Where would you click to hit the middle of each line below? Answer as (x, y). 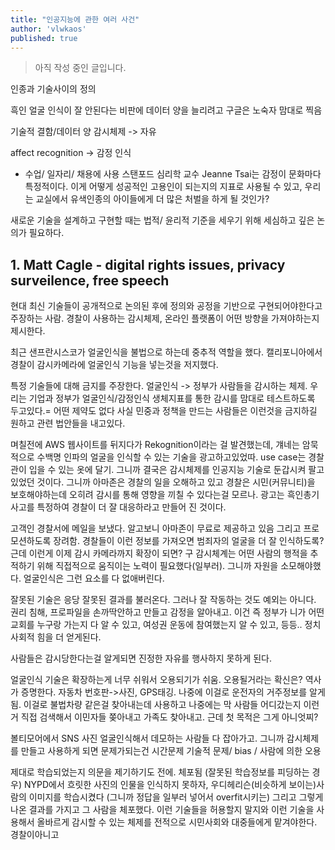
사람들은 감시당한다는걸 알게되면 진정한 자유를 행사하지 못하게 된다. (141, 658)
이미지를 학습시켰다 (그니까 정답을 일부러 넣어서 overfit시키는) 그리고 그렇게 (176, 797)
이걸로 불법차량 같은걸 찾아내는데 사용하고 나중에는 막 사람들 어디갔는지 (162, 705)
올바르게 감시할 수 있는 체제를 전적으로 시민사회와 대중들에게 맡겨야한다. (177, 822)
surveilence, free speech (90, 280)
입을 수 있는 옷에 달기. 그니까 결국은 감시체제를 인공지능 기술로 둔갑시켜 (167, 470)
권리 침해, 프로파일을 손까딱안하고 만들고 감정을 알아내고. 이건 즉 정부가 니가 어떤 (167, 612)
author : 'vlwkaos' (48, 29)
